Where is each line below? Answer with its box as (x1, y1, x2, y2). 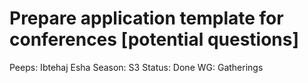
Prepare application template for (9, 7, 284, 30)
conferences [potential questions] (9, 28, 300, 51)
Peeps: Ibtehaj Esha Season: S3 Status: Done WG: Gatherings (9, 61, 264, 73)
